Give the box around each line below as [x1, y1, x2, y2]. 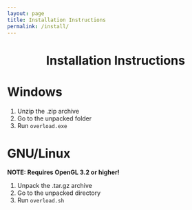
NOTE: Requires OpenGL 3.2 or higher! [7, 168, 120, 176]
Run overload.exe [17, 121, 67, 129]
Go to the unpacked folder [17, 114, 92, 123]
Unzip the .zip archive [17, 107, 80, 115]
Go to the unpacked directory [17, 189, 101, 197]
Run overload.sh [17, 196, 65, 204]
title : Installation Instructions [7, 17, 107, 23]
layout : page [7, 10, 45, 17]
